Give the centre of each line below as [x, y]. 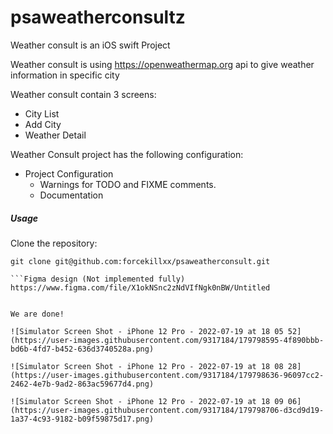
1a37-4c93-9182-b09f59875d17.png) [82, 419]
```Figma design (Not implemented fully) [98, 279]
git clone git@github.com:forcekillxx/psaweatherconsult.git [140, 261]
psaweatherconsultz [98, 17]
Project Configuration [69, 173]
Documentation [71, 195]
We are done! [37, 314]
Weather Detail [55, 135]
